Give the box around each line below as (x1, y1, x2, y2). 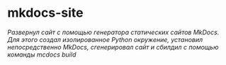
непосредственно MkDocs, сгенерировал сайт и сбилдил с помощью (7, 43, 219, 51)
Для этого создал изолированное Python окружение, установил (7, 35, 203, 43)
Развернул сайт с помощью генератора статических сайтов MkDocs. (7, 28, 220, 36)
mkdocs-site (7, 5, 84, 21)
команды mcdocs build (7, 50, 77, 59)
